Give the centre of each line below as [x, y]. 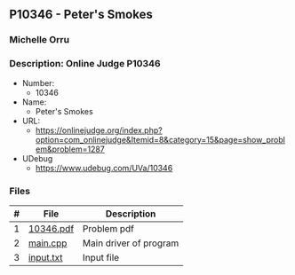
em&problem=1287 [70, 149]
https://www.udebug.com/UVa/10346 [104, 168]
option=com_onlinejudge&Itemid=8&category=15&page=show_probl [160, 139]
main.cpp [48, 243]
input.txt [46, 257]
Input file [101, 257]
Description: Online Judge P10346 [85, 64]
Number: [38, 82]
